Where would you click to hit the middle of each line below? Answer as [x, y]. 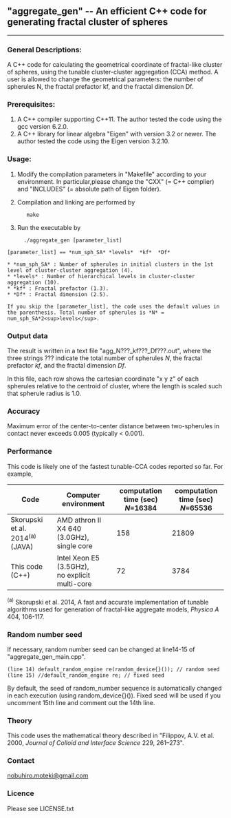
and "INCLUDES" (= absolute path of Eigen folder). [89, 189]
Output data [27, 335]
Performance [30, 452]
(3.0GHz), [73, 538]
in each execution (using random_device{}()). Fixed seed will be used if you [114, 695]
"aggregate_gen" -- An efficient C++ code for [107, 11]
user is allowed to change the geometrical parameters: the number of [106, 79]
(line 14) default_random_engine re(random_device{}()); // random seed [113, 669]
